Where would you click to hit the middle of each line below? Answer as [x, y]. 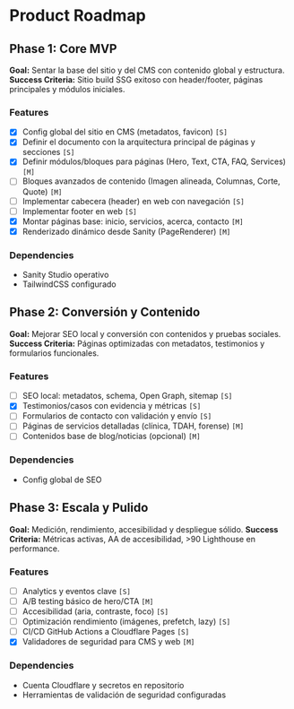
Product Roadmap [78, 16]
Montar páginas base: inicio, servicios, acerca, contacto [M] [133, 221]
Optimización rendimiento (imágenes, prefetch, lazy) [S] [126, 622]
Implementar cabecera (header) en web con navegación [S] [133, 201]
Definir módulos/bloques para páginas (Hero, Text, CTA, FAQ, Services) [154, 161]
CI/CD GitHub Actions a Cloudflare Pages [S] [106, 632]
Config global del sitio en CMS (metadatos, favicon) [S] [125, 132]
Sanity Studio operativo [65, 275]
